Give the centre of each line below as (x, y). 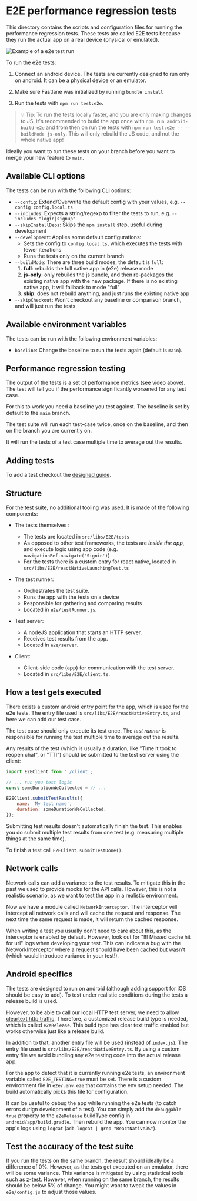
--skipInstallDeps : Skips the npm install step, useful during (89, 225)
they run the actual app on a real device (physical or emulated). (83, 39)
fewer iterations (42, 249)
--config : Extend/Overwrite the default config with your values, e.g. (97, 202)
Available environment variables (67, 324)
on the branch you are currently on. (49, 431)
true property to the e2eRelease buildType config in (68, 1116)
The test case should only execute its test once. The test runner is (86, 730)
